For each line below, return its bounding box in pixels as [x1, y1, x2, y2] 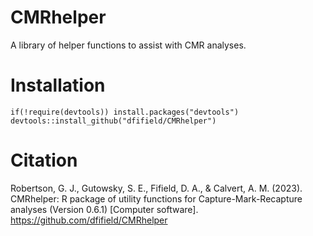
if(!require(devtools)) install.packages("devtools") [10, 107, 240, 117]
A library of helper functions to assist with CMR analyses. [10, 39, 247, 51]
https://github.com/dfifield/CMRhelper [10, 214, 168, 226]
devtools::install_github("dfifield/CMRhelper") [10, 116, 217, 126]
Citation [10, 149, 78, 172]
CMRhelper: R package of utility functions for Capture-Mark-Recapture [10, 192, 303, 205]
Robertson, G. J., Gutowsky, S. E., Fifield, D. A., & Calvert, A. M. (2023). [10, 182, 303, 194]
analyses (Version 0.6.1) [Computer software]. [10, 203, 199, 215]
